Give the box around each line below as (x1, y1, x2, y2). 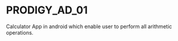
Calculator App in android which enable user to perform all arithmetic (6, 23, 172, 30)
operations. (6, 29, 34, 36)
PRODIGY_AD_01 (6, 4, 88, 17)
